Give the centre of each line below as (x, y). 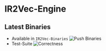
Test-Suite (22, 44)
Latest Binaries (28, 27)
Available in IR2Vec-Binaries (40, 38)
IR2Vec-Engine (35, 9)
